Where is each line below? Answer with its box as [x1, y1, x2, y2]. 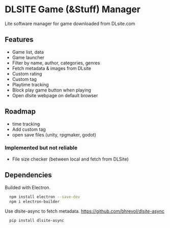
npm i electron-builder [9, 199, 60, 204]
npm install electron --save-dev [9, 194, 80, 199]
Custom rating [12, 71, 42, 77]
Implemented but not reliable [5, 144, 77, 151]
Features [5, 35, 34, 44]
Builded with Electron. [5, 184, 51, 190]
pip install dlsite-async [9, 218, 65, 223]
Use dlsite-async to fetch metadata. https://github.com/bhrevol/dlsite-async [5, 208, 165, 214]
